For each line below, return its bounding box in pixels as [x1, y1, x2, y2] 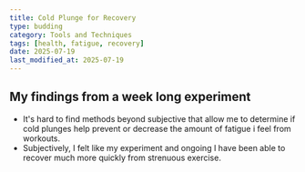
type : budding [9, 22, 64, 31]
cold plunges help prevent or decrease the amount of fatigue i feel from [22, 123, 291, 134]
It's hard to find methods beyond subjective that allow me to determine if [22, 113, 296, 124]
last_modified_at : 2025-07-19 [9, 56, 125, 65]
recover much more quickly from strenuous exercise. [22, 152, 221, 163]
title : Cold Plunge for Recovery [9, 13, 137, 23]
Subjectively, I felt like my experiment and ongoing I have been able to [22, 142, 286, 153]
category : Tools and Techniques [9, 30, 132, 39]
